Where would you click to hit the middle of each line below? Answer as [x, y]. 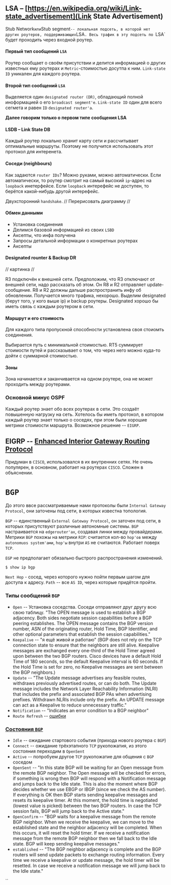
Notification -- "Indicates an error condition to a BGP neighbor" [81, 710]
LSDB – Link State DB [28, 129]
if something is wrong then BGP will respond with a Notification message [89, 778]
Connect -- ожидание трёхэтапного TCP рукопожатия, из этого [80, 746]
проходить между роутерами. [38, 385]
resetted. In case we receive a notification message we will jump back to [89, 866]
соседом [22, 762]
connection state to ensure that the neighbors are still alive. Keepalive [86, 645]
